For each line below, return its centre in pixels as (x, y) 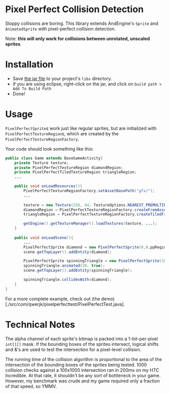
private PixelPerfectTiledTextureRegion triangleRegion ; (76, 172)
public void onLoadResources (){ (48, 186)
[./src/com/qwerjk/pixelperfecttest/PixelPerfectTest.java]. (65, 304)
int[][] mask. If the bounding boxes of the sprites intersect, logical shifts (82, 344)
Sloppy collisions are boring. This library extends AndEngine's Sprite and (82, 23)
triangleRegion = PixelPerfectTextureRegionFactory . (80, 214)
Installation (29, 65)
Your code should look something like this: (49, 149)
